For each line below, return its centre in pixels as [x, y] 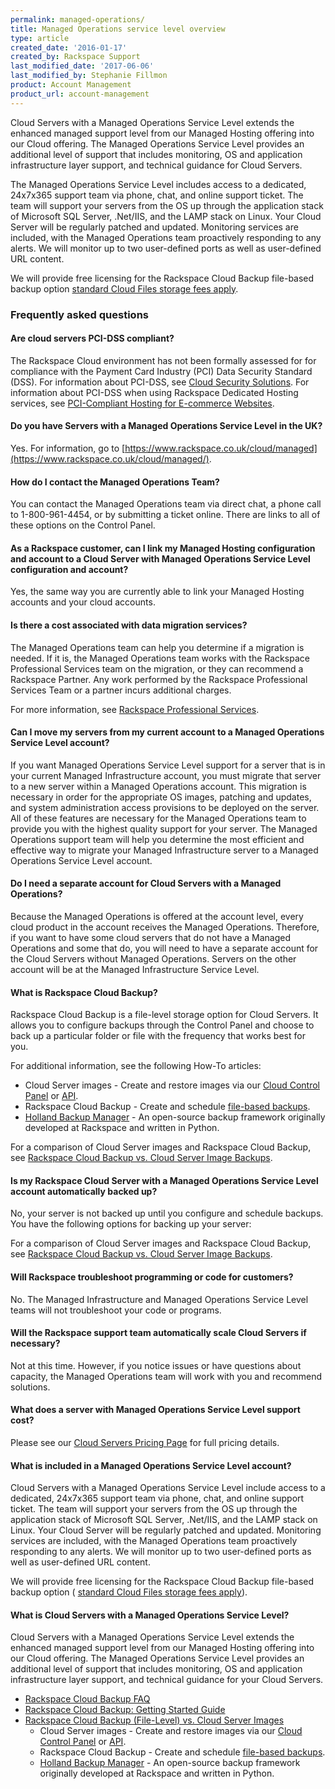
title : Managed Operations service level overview [118, 29]
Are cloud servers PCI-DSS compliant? [92, 338]
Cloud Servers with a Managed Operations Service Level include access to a [168, 1488]
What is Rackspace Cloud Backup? [84, 992]
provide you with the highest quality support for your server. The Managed [164, 828]
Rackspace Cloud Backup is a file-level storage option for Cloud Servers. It [164, 1015]
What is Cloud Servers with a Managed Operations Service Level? [150, 1615]
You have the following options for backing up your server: [131, 1224]
